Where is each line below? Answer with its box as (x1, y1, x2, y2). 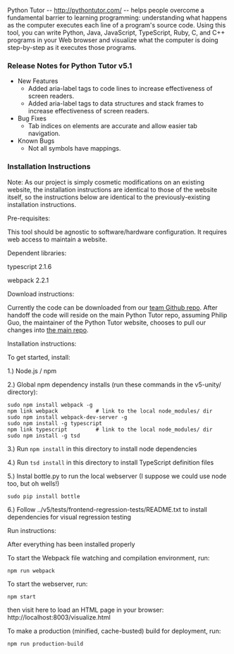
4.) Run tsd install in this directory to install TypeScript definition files (7, 458, 214, 467)
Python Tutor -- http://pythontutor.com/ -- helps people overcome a (7, 6, 204, 14)
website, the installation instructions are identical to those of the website (7, 185, 218, 194)
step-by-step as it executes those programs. (7, 44, 137, 51)
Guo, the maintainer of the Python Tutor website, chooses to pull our (7, 318, 207, 327)
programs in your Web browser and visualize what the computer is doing (7, 36, 218, 44)
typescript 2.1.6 (7, 262, 52, 270)
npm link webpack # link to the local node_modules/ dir (7, 408, 213, 415)
